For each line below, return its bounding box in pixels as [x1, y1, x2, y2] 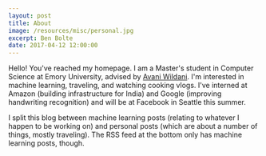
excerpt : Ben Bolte [8, 34, 73, 42]
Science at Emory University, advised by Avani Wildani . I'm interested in [8, 72, 244, 82]
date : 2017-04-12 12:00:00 [8, 42, 98, 50]
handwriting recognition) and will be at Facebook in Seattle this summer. [8, 98, 246, 107]
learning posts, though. [8, 138, 85, 148]
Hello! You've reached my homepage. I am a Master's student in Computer [8, 63, 254, 73]
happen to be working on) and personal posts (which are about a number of [8, 122, 258, 131]
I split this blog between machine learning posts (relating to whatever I [8, 113, 240, 122]
